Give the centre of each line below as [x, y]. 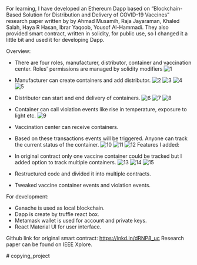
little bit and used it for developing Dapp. [55, 40]
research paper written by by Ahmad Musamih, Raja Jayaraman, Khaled [93, 21]
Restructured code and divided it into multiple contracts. [83, 174]
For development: [27, 196]
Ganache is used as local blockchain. [59, 208]
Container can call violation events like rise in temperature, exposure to [101, 109]
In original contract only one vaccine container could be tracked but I [98, 156]
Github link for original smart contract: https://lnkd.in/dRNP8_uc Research [95, 238]
